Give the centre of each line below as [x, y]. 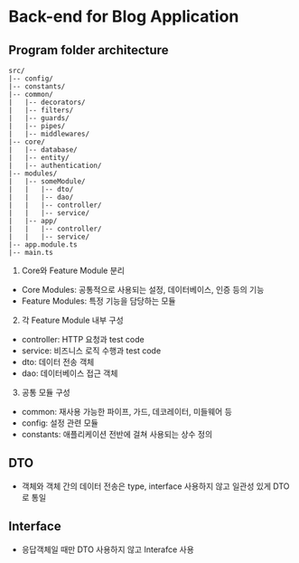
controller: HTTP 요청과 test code [83, 339]
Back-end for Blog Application [124, 17]
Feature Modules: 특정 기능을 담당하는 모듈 [98, 301]
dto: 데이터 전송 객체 [58, 362]
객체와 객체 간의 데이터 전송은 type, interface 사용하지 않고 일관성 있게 [146, 486]
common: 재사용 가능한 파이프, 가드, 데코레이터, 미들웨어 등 [126, 412]
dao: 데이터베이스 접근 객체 [70, 373]
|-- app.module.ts [43, 245]
